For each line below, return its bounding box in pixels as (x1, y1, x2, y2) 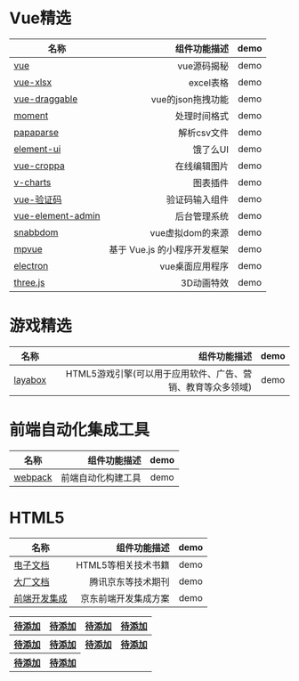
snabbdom (13, 226, 59, 239)
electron (13, 259, 49, 272)
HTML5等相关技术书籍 (76, 558, 171, 571)
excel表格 (188, 77, 230, 89)
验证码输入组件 (166, 193, 230, 206)
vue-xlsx (13, 76, 52, 88)
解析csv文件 (177, 126, 230, 139)
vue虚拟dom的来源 (149, 226, 230, 239)
